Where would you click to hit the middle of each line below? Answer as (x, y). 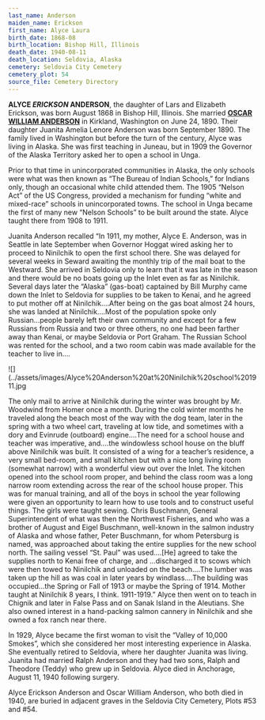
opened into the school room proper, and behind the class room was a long (131, 476)
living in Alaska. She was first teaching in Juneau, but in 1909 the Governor (131, 146)
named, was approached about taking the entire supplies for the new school (132, 544)
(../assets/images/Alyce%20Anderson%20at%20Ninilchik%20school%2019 (132, 377)
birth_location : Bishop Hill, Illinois (74, 45)
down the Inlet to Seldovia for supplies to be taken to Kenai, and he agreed (130, 294)
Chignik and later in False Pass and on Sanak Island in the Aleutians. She (127, 603)
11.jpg (17, 385)
